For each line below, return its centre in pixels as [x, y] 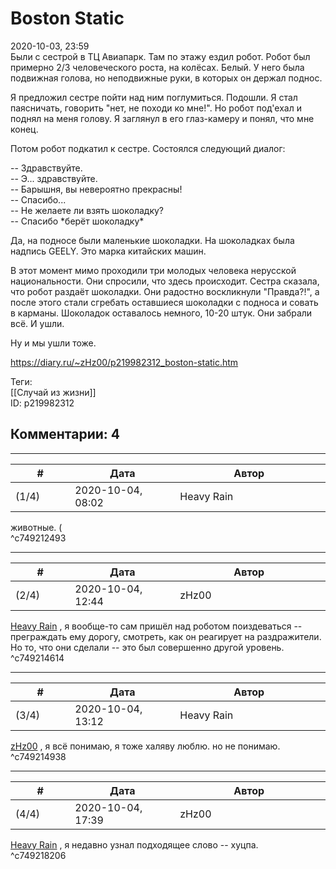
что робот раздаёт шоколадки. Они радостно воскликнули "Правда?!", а [165, 291]
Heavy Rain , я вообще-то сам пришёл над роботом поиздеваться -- [156, 626]
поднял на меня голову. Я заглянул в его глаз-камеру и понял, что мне [162, 118]
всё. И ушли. [37, 323]
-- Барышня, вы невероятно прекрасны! [96, 189]
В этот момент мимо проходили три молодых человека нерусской [153, 270]
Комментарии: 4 [65, 434]
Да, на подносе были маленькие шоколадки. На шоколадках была [152, 240]
